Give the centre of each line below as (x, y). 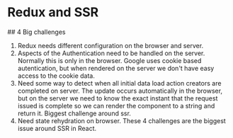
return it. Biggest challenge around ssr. (74, 113)
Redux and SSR (53, 12)
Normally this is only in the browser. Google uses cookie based (109, 60)
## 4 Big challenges (36, 32)
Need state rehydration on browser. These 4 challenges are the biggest (122, 120)
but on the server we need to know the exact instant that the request (118, 98)
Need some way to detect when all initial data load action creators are (119, 83)
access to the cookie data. (56, 76)
